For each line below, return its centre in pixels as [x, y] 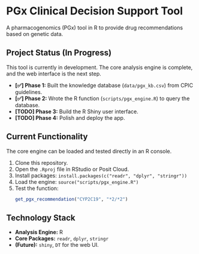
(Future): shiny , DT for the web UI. [57, 245]
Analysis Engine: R [39, 232]
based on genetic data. [35, 34]
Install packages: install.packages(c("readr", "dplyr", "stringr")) [101, 176]
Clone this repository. [41, 162]
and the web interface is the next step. [54, 74]
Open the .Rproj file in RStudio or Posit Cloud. [72, 169]
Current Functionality [47, 137]
